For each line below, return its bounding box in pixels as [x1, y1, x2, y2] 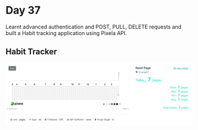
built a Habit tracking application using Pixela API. [5, 29, 127, 36]
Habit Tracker [5, 47, 57, 57]
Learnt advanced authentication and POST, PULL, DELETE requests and [5, 23, 182, 30]
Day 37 [5, 4, 41, 17]
